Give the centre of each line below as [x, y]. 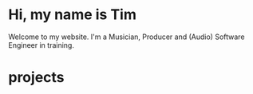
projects [37, 78]
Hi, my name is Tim [73, 15]
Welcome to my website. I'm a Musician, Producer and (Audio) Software [126, 37]
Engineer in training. [41, 45]
